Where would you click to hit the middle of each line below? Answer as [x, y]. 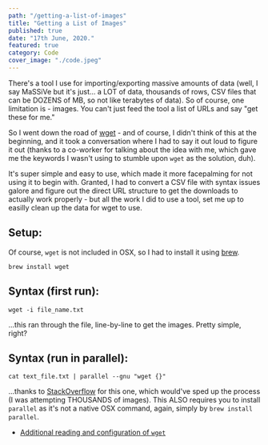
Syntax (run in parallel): [68, 358]
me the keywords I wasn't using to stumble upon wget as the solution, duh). [132, 158]
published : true [35, 30]
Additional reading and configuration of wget [93, 432]
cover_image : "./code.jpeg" [55, 61]
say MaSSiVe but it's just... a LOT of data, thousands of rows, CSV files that [132, 91]
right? [18, 333]
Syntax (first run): [54, 292]
